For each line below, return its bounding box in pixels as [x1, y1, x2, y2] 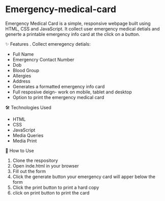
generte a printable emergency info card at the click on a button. [5, 31, 141, 37]
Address [12, 78, 30, 84]
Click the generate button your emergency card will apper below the [12, 174, 156, 180]
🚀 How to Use [5, 147, 34, 153]
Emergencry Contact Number [12, 56, 75, 62]
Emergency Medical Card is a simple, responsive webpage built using [5, 20, 151, 26]
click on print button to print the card [12, 189, 90, 196]
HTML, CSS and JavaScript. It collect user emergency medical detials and [5, 25, 160, 31]
